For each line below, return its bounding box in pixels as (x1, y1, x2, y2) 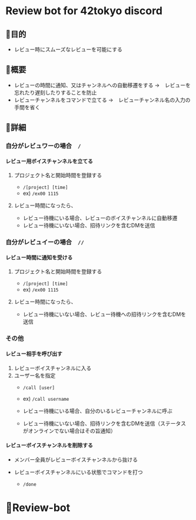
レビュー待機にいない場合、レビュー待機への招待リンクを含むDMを (22, 311, 187, 318)
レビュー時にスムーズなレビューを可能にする (14, 46, 123, 53)
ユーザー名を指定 (14, 372, 56, 379)
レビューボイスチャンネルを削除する (5, 441, 94, 449)
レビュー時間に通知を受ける (5, 254, 73, 261)
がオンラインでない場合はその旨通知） (22, 427, 116, 434)
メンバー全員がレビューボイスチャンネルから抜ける (14, 456, 138, 463)
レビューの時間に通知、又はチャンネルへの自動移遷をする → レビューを (14, 81, 191, 89)
